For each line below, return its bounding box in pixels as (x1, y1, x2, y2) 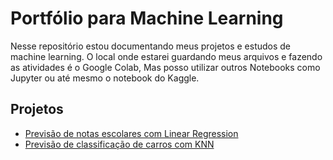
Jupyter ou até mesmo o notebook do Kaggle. (10, 72, 200, 84)
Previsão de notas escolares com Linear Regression (24, 127, 239, 139)
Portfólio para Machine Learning (10, 7, 284, 30)
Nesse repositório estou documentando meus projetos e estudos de (10, 40, 292, 52)
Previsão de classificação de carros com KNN (24, 138, 215, 150)
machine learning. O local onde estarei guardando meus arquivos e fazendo (10, 50, 323, 62)
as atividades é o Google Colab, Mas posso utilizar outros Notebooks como (10, 61, 321, 73)
